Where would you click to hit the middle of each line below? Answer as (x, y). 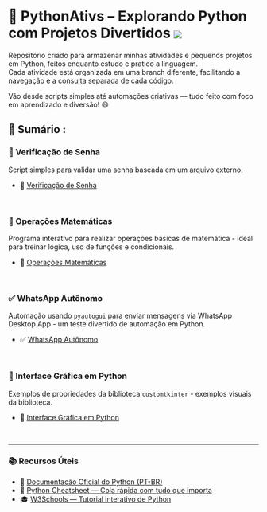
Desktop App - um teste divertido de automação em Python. (106, 324)
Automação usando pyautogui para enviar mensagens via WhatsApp (120, 316)
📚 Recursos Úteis (44, 461)
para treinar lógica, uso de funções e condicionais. (91, 247)
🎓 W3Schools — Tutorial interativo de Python (95, 499)
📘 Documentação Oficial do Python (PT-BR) (91, 482)
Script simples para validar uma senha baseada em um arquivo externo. (126, 170)
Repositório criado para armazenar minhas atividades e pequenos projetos (130, 55)
